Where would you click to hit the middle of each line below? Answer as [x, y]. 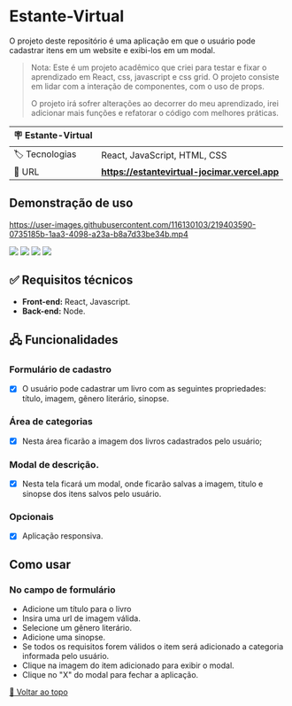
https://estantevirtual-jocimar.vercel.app [190, 172]
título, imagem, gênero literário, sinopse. [96, 399]
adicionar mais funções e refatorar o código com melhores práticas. [154, 112]
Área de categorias [51, 422]
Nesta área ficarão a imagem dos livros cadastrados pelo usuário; [142, 441]
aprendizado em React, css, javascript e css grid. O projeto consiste [155, 76]
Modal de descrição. [54, 464]
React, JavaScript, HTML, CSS [164, 155]
